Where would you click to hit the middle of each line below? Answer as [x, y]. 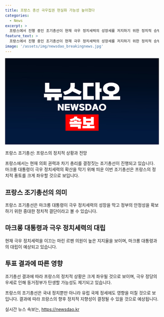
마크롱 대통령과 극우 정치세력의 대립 [55, 228]
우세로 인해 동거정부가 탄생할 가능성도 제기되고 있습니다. [59, 282]
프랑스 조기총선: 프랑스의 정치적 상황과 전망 [46, 153]
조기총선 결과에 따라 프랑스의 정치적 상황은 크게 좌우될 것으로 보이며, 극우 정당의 [81, 276]
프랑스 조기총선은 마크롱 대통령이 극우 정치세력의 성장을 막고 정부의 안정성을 [77, 205]
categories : [17, 15]
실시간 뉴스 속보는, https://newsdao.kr [42, 309]
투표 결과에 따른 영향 [34, 264]
